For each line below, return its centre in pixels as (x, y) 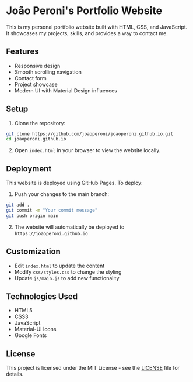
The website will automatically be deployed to (69, 227)
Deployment (29, 169)
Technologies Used (42, 296)
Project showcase (36, 84)
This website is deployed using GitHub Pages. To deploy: (74, 183)
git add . (18, 205)
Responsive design (37, 66)
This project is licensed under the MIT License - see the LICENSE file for (93, 368)
